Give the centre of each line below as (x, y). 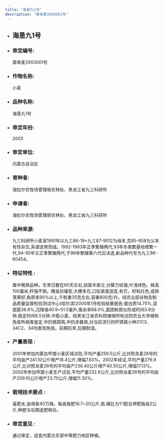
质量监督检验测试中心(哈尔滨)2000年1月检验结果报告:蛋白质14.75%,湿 (87, 303)
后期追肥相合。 (46, 410)
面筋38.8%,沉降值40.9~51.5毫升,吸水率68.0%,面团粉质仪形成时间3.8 (82, 309)
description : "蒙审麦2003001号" (37, 14)
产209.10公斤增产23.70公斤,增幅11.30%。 (54, 378)
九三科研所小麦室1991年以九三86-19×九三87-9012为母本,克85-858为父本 (86, 241)
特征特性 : (24, 273)
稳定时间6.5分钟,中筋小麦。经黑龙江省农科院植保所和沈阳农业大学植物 (88, 316)
